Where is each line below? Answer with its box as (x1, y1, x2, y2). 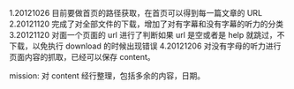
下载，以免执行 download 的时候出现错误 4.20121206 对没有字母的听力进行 (9, 41, 282, 51)
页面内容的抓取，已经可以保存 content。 (9, 52, 156, 62)
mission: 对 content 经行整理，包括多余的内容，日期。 (9, 70, 206, 81)
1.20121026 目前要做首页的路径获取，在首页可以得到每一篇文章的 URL (9, 8, 263, 18)
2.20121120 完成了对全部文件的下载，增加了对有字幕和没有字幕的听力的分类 (9, 19, 284, 29)
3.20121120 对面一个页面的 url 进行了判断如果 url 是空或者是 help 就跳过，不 (9, 30, 285, 40)
